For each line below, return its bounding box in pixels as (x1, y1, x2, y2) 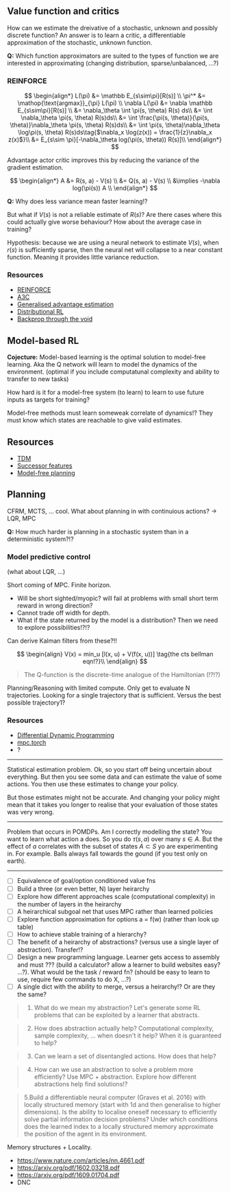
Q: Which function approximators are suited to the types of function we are (7, 51, 219, 60)
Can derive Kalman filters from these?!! (7, 637, 118, 645)
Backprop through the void (16, 315, 93, 323)
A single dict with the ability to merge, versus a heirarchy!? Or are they (16, 982, 216, 991)
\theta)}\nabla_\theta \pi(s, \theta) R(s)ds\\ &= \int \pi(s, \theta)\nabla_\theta (10, 121, 220, 129)
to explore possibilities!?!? (16, 623, 90, 632)
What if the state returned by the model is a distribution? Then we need (16, 616, 218, 624)
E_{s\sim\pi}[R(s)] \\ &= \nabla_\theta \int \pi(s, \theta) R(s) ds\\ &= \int (17, 106, 213, 115)
